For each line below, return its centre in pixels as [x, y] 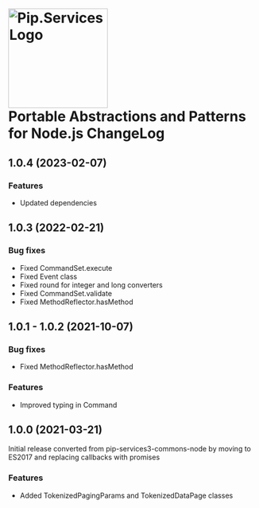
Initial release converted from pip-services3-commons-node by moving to [130, 449]
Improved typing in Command [68, 404]
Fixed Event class [48, 276]
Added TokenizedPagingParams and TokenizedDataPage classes [126, 495]
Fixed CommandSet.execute [66, 268]
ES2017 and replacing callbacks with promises [84, 457]
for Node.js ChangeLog [87, 133]
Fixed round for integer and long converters [91, 285]
